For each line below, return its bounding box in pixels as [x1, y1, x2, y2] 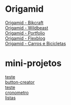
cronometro [5, 89, 29, 95]
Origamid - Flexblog [5, 35, 46, 41]
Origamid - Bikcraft [5, 20, 44, 26]
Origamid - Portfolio [5, 30, 45, 36]
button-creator [5, 79, 35, 85]
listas [5, 95, 16, 101]
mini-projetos [5, 58, 62, 69]
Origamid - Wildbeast [5, 25, 48, 30]
